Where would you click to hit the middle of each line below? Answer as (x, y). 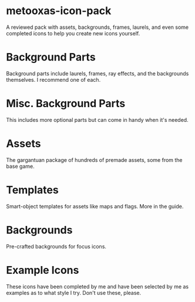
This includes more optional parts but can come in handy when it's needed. (97, 120)
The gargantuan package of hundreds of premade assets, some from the (95, 160)
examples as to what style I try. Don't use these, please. (74, 293)
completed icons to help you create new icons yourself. (73, 33)
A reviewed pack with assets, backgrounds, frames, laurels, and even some (97, 27)
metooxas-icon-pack (59, 11)
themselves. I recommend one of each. (53, 79)
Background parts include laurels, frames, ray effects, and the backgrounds (97, 73)
